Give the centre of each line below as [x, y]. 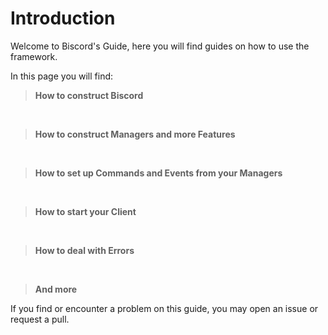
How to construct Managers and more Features [135, 134]
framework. [34, 56]
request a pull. [40, 319]
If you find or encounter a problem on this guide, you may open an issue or [164, 308]
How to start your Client [85, 211]
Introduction [63, 18]
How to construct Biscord [89, 95]
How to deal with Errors [84, 250]
